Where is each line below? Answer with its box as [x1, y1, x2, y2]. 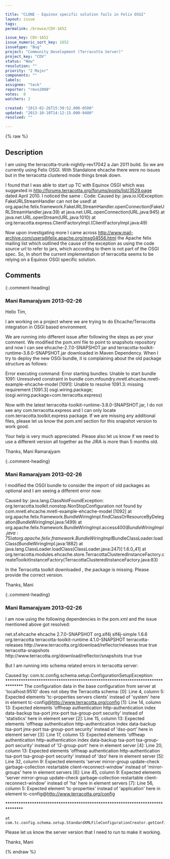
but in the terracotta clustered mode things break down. [5, 172, 122, 178]
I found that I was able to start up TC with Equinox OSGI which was [5, 182, 145, 188]
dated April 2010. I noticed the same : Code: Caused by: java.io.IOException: [5, 193, 164, 199]
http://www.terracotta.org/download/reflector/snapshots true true [5, 652, 143, 659]
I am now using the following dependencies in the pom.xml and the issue [5, 616, 157, 622]
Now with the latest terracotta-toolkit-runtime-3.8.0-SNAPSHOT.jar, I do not [5, 402, 163, 408]
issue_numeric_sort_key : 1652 [5, 40, 69, 45]
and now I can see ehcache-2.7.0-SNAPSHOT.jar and [5, 345, 116, 351]
